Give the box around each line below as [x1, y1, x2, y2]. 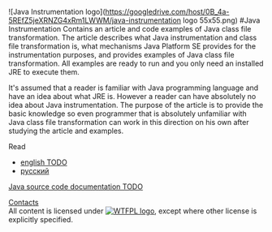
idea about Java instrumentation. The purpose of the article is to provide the [8, 101, 264, 110]
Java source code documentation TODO [8, 182, 144, 191]
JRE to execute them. [8, 67, 80, 76]
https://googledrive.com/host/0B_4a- [105, 7, 230, 16]
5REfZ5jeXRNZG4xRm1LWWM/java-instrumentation [8, 15, 181, 25]
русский [19, 166, 50, 175]
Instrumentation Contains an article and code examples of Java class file [8, 24, 252, 33]
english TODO [19, 157, 67, 167]
